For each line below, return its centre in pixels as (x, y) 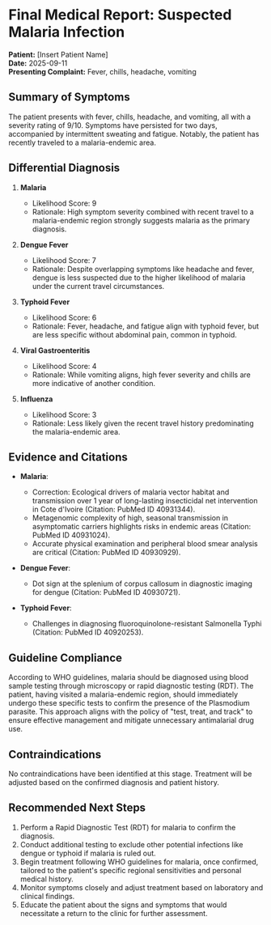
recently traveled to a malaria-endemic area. (82, 142)
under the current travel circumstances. (98, 286)
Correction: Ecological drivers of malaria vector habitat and (131, 492)
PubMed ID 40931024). (71, 535)
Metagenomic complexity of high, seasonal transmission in (130, 518)
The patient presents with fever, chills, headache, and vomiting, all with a (129, 117)
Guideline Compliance (66, 658)
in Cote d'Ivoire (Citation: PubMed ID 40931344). (114, 509)
